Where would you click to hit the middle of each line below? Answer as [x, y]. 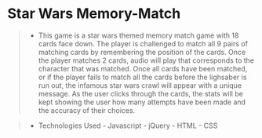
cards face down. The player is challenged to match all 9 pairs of [143, 43]
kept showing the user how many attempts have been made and [142, 102]
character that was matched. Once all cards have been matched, [143, 68]
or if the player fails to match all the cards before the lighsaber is [142, 77]
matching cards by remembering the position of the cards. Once [142, 52]
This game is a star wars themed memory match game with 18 [138, 35]
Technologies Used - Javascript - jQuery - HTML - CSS [128, 125]
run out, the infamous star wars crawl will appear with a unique [140, 85]
